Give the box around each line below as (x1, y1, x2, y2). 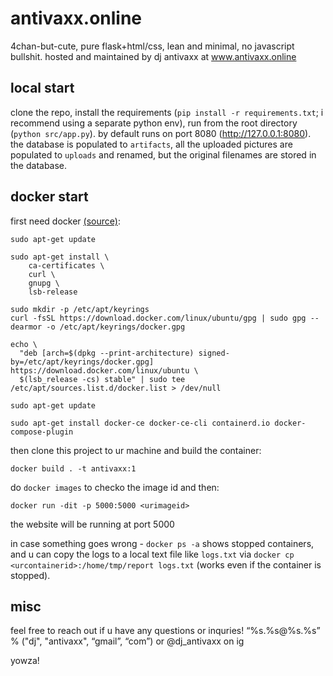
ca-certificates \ (28, 260, 105, 271)
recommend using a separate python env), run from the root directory (10, 117, 298, 129)
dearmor (10, 322, 43, 332)
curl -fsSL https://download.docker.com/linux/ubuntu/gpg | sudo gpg (10, 313, 307, 323)
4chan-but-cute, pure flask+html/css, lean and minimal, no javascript (10, 40, 295, 52)
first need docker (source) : (10, 215, 121, 227)
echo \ (10, 339, 38, 349)
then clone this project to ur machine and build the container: (10, 444, 262, 456)
